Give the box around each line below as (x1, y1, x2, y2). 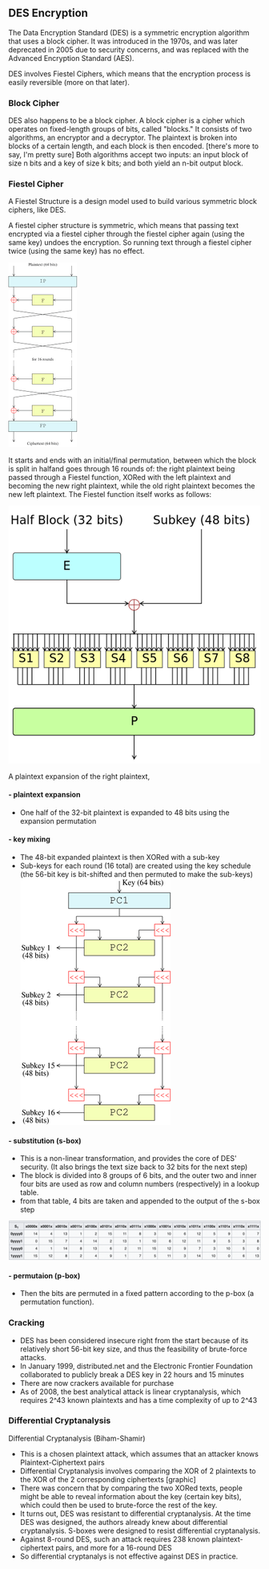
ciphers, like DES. (8, 205, 66, 215)
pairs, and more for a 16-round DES (55, 1543, 172, 1552)
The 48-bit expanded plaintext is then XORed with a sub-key (19, 853, 220, 862)
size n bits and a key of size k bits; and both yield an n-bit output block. (8, 158, 244, 168)
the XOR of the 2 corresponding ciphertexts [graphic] (19, 1474, 196, 1484)
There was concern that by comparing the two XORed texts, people (19, 1483, 243, 1493)
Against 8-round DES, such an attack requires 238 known (19, 1534, 211, 1544)
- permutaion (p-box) (8, 1270, 81, 1280)
